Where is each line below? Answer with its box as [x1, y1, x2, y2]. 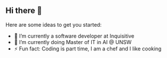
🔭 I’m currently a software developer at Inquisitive [14, 32, 135, 39]
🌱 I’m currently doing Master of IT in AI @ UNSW [14, 38, 132, 45]
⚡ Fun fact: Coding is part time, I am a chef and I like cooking [14, 45, 162, 52]
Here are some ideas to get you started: [5, 21, 102, 28]
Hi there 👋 [5, 6, 42, 16]
